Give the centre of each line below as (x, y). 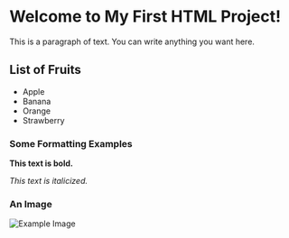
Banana (37, 101)
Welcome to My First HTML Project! (145, 17)
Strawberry (43, 120)
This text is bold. (42, 163)
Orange (37, 111)
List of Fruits (45, 70)
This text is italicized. (49, 181)
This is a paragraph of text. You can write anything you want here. (132, 41)
